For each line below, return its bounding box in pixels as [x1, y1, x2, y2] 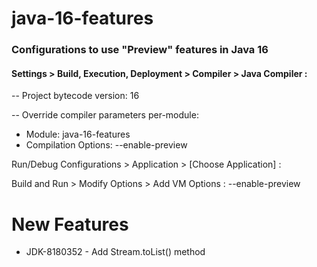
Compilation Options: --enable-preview [25, 139, 188, 151]
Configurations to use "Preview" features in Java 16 [11, 43, 269, 57]
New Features [11, 213, 129, 236]
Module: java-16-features [25, 128, 131, 141]
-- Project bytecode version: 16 [11, 90, 140, 102]
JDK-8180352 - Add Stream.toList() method [25, 246, 206, 258]
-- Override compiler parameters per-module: [11, 109, 199, 121]
